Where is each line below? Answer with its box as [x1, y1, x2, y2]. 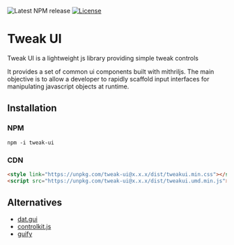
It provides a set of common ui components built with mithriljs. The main [7, 67, 214, 76]
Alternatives [7, 197, 63, 209]
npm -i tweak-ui [7, 139, 54, 146]
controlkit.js [17, 223, 52, 231]
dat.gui [17, 215, 38, 223]
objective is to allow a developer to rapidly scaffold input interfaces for [7, 74, 210, 83]
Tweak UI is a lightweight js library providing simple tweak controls [7, 54, 198, 62]
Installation [7, 102, 57, 114]
